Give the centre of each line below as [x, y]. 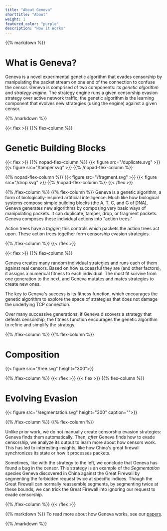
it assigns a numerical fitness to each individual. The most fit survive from [81, 274]
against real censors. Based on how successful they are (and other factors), [83, 268]
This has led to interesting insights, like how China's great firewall [72, 447]
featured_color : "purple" [32, 24]
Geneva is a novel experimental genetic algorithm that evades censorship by [84, 77]
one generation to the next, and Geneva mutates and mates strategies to [80, 279]
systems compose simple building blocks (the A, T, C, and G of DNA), [77, 203]
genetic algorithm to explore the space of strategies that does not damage [82, 299]
